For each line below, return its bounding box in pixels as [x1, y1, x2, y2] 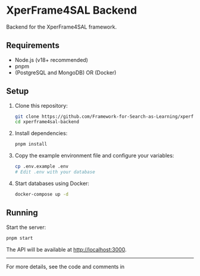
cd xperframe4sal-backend [14, 119, 79, 125]
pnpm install [14, 141, 48, 148]
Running [6, 208, 39, 218]
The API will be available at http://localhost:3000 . [6, 246, 127, 253]
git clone [14, 114, 40, 120]
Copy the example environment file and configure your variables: [14, 152, 174, 159]
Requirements [6, 40, 60, 51]
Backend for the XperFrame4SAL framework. [6, 23, 117, 30]
